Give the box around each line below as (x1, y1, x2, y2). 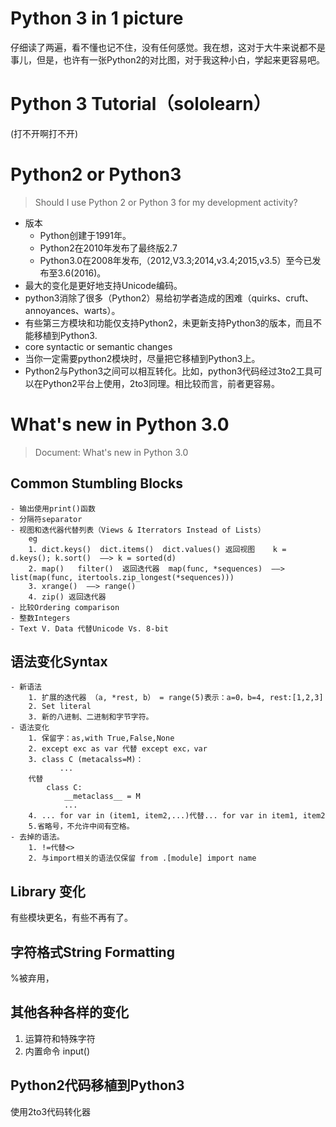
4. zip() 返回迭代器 (28, 592, 107, 602)
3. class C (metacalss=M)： (28, 755, 144, 765)
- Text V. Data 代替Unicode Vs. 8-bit (10, 623, 169, 634)
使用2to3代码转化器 (10, 1105, 92, 1117)
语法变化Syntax (10, 653, 108, 670)
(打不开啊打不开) (10, 127, 79, 139)
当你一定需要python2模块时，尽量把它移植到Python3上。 (24, 352, 261, 364)
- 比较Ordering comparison (10, 602, 120, 612)
